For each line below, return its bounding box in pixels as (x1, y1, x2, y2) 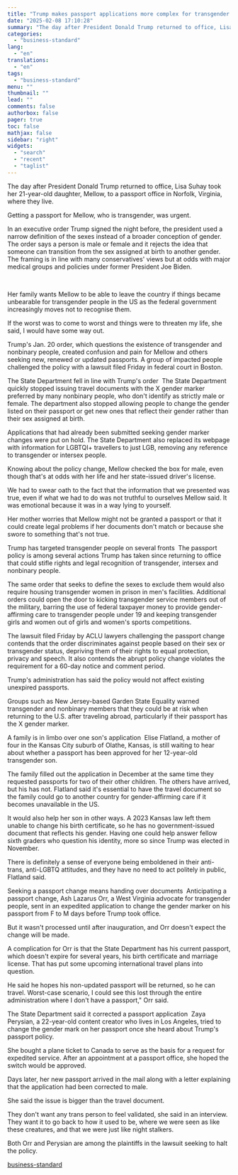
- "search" (13, 149, 46, 156)
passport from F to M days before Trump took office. (7, 909, 161, 918)
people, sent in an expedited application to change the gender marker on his (7, 901, 230, 910)
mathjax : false (7, 129, 52, 136)
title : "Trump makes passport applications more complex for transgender (7, 10, 230, 18)
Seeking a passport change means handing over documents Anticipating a (7, 886, 227, 895)
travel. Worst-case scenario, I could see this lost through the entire (7, 988, 202, 997)
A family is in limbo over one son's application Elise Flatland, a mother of (7, 733, 221, 741)
